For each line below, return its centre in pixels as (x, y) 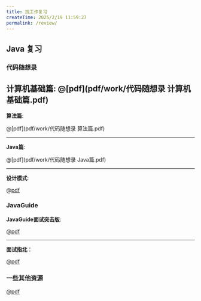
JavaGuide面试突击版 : (34, 219)
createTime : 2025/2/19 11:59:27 (46, 17)
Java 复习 (24, 49)
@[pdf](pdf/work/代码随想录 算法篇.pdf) (56, 128)
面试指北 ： (19, 249)
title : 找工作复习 (27, 12)
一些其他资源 (25, 278)
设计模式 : (18, 178)
